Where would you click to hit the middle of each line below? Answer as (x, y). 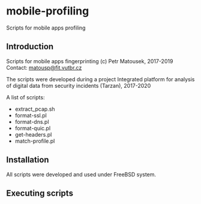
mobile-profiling (48, 11)
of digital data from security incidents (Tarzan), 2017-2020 (79, 85)
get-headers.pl (33, 134)
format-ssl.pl (31, 115)
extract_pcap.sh (35, 109)
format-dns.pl (32, 122)
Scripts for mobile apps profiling (46, 28)
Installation (28, 160)
